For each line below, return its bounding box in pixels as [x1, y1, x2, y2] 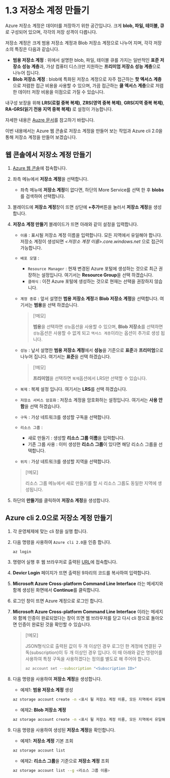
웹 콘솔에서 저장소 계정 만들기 [5, 150, 92, 159]
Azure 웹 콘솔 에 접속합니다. [12, 165, 67, 171]
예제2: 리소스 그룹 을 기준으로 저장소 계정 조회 [20, 758, 110, 764]
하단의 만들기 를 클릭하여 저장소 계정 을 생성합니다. [12, 497, 111, 503]
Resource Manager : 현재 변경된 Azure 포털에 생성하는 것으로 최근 [27, 265, 158, 271]
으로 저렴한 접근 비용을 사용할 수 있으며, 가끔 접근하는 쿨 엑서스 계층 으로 [12, 82, 155, 88]
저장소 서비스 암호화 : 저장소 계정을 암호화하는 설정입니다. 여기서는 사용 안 [20, 396, 163, 403]
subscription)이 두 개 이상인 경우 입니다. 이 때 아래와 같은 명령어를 [31, 649, 163, 656]
